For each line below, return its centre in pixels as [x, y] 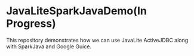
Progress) [31, 24]
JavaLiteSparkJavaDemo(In [77, 11]
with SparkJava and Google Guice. [49, 46]
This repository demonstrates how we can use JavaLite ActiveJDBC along [97, 40]
